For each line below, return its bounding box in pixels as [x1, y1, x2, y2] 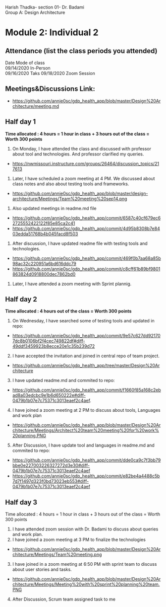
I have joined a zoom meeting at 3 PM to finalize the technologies [12, 536, 146, 543]
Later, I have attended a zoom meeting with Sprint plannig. [12, 281, 132, 287]
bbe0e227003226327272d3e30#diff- [12, 462, 90, 468]
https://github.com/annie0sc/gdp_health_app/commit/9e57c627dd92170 [12, 333, 161, 339]
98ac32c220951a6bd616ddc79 [12, 260, 77, 266]
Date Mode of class [5, 60, 45, 66]
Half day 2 [5, 295, 37, 303]
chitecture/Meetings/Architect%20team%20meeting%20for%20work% [12, 427, 160, 434]
